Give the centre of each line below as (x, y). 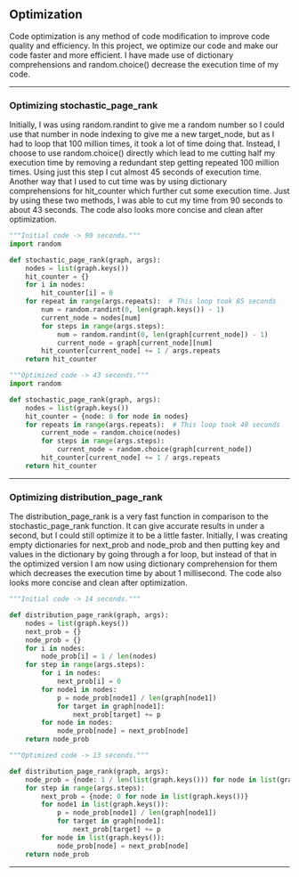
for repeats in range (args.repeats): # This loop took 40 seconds (153, 425)
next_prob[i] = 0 (89, 682)
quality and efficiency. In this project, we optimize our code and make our (144, 45)
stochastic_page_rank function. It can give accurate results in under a (137, 526)
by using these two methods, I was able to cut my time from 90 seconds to (146, 200)
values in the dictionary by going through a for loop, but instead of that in (143, 555)
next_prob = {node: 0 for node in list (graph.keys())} (145, 796)
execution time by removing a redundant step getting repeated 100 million (145, 163)
